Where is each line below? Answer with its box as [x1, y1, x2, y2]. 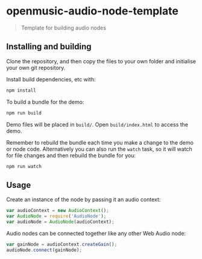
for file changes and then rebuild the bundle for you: [6, 152, 136, 159]
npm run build [6, 110, 42, 116]
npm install [6, 87, 36, 93]
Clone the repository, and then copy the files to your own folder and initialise [6, 57, 197, 64]
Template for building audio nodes [21, 24, 107, 31]
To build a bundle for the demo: [6, 98, 84, 105]
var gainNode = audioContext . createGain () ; [6, 241, 118, 248]
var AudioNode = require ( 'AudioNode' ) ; [6, 213, 107, 219]
